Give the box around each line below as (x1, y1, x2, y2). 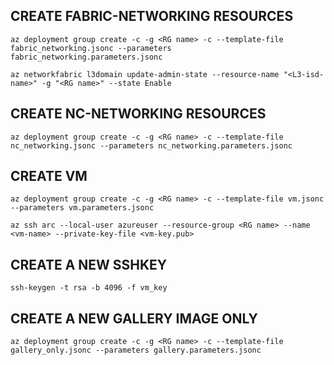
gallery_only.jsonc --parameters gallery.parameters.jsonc (10, 345, 262, 356)
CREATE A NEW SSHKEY (10, 256, 168, 273)
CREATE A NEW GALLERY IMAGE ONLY (10, 310, 258, 327)
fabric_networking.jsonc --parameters (10, 43, 172, 53)
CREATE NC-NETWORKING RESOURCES (10, 105, 267, 123)
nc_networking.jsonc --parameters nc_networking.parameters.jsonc (10, 140, 293, 151)
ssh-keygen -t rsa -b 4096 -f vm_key (10, 283, 168, 293)
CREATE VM (10, 168, 88, 185)
